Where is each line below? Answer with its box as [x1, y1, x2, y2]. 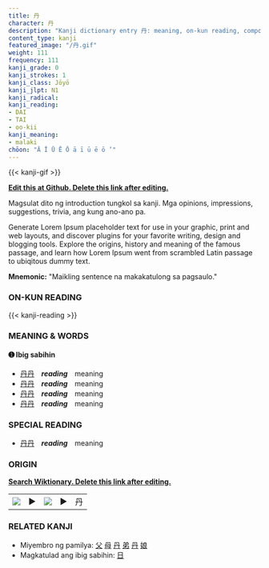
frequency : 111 [8, 57, 59, 65]
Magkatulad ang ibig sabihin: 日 [19, 550, 124, 560]
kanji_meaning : [8, 130, 59, 138]
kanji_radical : [8, 94, 59, 102]
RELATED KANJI [8, 521, 73, 532]
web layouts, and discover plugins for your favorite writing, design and [8, 231, 241, 241]
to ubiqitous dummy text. [8, 257, 90, 266]
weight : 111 [8, 49, 48, 57]
